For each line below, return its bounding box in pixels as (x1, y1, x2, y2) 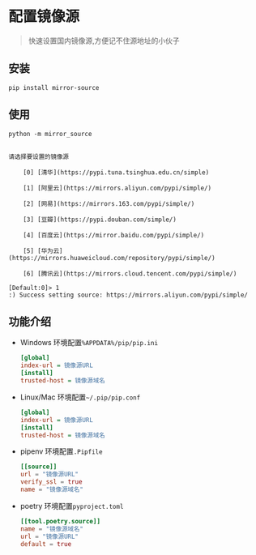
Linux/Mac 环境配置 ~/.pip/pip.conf (19, 392, 141, 402)
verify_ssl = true (19, 478, 83, 486)
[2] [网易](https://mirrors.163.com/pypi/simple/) (23, 199, 195, 207)
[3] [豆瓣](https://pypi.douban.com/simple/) (23, 216, 177, 224)
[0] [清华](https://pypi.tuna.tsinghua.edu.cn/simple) (23, 168, 210, 177)
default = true (19, 540, 72, 548)
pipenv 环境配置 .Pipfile (19, 446, 103, 456)
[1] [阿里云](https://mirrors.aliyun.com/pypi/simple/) (23, 184, 212, 192)
